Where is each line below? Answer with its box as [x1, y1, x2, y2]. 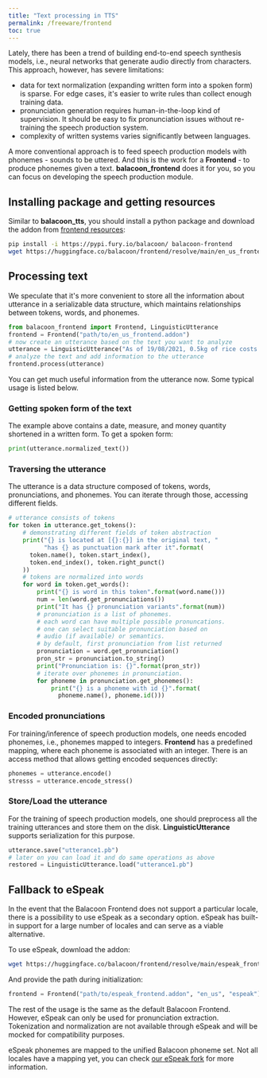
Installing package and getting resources [8, 195, 216, 209]
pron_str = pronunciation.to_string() [37, 654, 165, 663]
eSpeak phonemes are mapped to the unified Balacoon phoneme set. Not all [8, 1045, 258, 1055]
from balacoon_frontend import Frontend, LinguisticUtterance [8, 323, 219, 331]
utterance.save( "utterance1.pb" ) [8, 846, 119, 854]
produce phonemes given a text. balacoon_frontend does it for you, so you [8, 164, 256, 174]
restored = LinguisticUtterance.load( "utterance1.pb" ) [8, 861, 194, 869]
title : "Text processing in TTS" [8, 11, 119, 20]
